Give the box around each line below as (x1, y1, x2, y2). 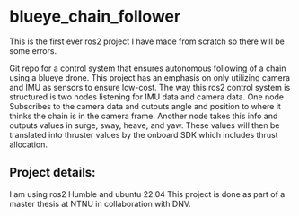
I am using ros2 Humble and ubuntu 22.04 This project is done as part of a (9, 188, 286, 199)
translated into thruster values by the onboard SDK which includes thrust (9, 129, 278, 140)
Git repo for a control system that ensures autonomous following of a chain (9, 63, 286, 73)
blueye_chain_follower (9, 6, 181, 27)
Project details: (9, 165, 96, 180)
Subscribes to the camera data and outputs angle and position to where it (9, 100, 281, 111)
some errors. (9, 45, 57, 56)
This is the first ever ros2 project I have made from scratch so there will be (9, 36, 285, 47)
